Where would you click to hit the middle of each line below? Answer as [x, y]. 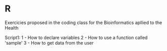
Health [12, 27]
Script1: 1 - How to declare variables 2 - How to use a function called [76, 37]
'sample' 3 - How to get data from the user [49, 42]
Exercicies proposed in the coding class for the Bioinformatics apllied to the [83, 22]
